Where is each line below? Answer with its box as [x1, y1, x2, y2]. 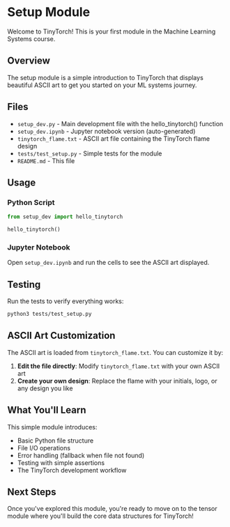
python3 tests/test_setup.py [7, 311, 92, 318]
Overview [7, 55, 51, 67]
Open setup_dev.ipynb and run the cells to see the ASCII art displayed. [7, 259, 210, 267]
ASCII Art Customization [7, 330, 116, 342]
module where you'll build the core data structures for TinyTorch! [7, 512, 194, 520]
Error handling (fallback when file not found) [17, 451, 145, 459]
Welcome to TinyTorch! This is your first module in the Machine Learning [7, 27, 216, 36]
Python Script [7, 197, 55, 207]
